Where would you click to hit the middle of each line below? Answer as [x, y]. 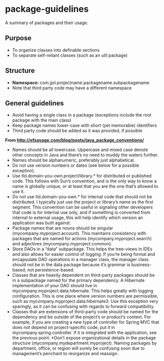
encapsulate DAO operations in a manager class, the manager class [80, 260]
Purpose [18, 38]
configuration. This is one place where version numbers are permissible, [85, 296]
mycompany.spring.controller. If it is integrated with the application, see [84, 332]
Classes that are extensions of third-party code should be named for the [85, 312]
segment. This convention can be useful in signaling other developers [82, 207]
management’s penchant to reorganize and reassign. [65, 354]
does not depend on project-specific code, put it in [63, 328]
